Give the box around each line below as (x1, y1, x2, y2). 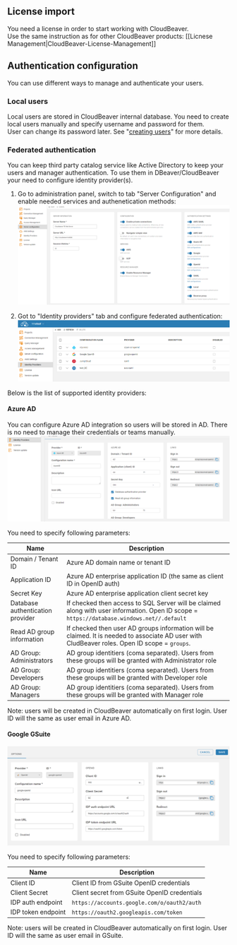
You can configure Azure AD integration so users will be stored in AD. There (7, 420, 228, 429)
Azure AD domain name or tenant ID (66, 558, 171, 567)
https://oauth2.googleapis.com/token (71, 909, 183, 917)
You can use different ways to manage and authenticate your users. (7, 78, 205, 87)
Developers (10, 674, 44, 682)
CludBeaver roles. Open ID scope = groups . (66, 638, 191, 647)
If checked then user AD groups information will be (66, 624, 214, 632)
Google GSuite (7, 730, 51, 739)
